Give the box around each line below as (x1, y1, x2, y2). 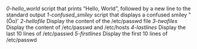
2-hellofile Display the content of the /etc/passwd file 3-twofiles (20, 18, 178, 24)
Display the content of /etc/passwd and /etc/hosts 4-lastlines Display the (6, 24, 186, 31)
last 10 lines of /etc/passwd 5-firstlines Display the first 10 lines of (6, 30, 168, 37)
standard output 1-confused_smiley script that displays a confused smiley (6, 11, 187, 18)
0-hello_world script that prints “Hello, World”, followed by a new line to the (6, 5, 191, 12)
